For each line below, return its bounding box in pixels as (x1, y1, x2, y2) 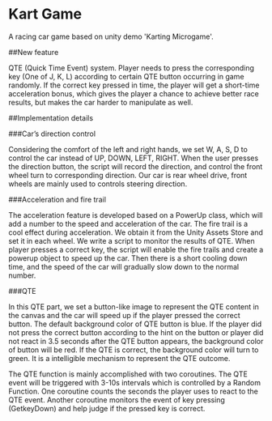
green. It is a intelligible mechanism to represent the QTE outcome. (8, 353, 231, 363)
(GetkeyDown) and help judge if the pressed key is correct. (8, 403, 206, 413)
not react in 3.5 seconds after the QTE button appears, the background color (8, 336, 264, 346)
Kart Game (8, 5, 83, 23)
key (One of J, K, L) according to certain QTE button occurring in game (8, 71, 244, 81)
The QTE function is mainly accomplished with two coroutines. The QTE (8, 369, 249, 379)
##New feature (8, 47, 59, 57)
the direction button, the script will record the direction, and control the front (8, 161, 263, 171)
